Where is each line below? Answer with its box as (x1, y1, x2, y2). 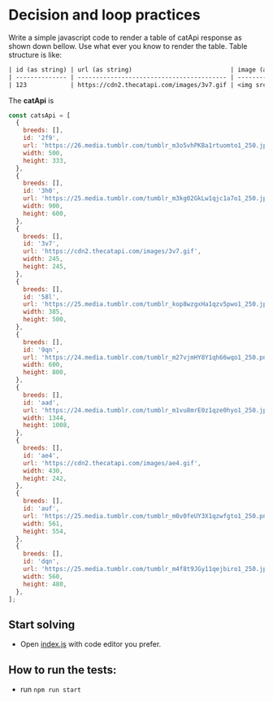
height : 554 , (23, 527, 67, 535)
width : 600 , (23, 360, 63, 369)
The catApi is (8, 95, 54, 105)
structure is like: (8, 50, 63, 59)
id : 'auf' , (23, 504, 60, 513)
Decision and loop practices (8, 6, 201, 24)
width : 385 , (23, 307, 63, 316)
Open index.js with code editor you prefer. (19, 639, 162, 649)
